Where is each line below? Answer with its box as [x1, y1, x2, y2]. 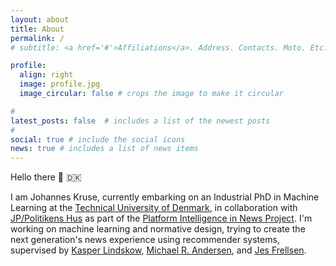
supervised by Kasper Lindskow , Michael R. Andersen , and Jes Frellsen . [10, 244, 307, 256]
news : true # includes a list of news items [10, 144, 199, 154]
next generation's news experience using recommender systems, [10, 234, 280, 246]
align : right [19, 70, 74, 80]
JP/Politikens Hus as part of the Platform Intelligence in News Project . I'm [10, 212, 313, 225]
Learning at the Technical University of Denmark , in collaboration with [10, 202, 298, 214]
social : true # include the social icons [10, 134, 186, 145]
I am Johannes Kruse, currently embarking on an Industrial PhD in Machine [10, 191, 320, 203]
